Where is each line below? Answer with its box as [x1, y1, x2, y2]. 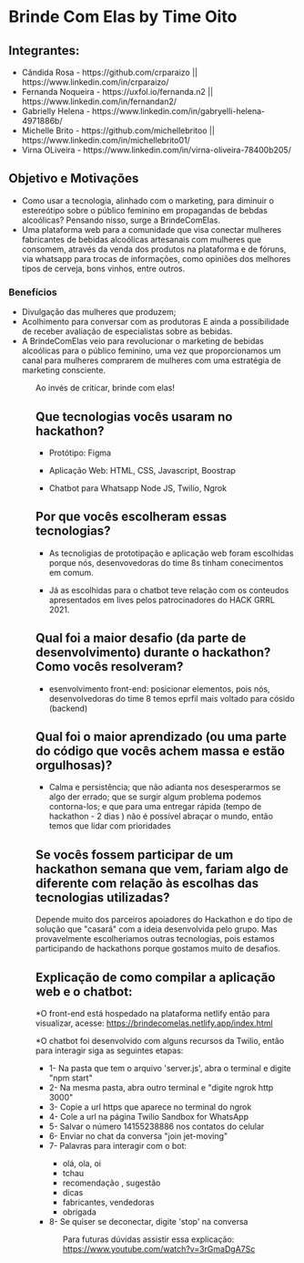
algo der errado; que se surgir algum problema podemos [48, 791, 262, 802]
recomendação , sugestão [62, 1177, 161, 1188]
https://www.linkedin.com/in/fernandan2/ [21, 96, 177, 107]
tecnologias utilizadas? [35, 890, 170, 905]
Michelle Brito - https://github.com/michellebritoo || [21, 125, 216, 136]
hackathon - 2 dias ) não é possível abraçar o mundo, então [48, 810, 274, 822]
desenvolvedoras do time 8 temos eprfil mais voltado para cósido [48, 693, 295, 704]
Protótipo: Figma [48, 447, 111, 458]
